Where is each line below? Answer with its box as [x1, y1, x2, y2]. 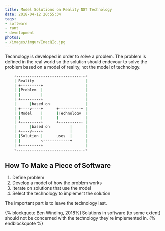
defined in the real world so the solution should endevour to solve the [5, 58, 148, 65]
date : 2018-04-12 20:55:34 [5, 12, 61, 17]
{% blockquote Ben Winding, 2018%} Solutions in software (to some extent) [5, 210, 161, 216]
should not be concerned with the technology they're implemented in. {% [5, 215, 156, 221]
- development [5, 30, 35, 35]
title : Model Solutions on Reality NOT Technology [5, 7, 112, 12]
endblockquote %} [5, 220, 44, 227]
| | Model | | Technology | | [14, 111, 88, 115]
